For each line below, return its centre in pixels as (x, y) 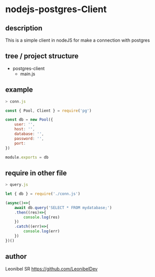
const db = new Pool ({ (29, 120)
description (24, 28)
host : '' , (25, 129)
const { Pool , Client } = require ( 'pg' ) (49, 111)
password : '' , (29, 138)
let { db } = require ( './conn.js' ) (43, 194)
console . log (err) (42, 231)
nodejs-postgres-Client (56, 9)
